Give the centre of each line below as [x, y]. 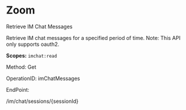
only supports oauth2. [33, 44]
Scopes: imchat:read [32, 55]
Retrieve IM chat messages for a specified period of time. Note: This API [93, 38]
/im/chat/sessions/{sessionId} [42, 101]
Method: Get [21, 67]
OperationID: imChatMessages [43, 78]
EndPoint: [18, 89]
